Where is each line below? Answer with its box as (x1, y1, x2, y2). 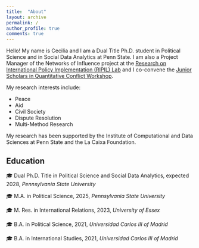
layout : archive (6, 14, 46, 20)
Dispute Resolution (14, 114, 61, 122)
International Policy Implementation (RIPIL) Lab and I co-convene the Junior (6, 66, 192, 73)
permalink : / (6, 20, 39, 26)
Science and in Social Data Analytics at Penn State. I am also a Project (6, 54, 179, 61)
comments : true (6, 31, 44, 37)
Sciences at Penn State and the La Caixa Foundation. (6, 139, 136, 146)
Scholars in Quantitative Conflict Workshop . (6, 73, 114, 80)
